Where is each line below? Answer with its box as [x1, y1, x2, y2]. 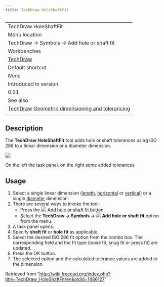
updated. [12, 245, 32, 251]
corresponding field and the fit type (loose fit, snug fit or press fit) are [12, 240, 158, 246]
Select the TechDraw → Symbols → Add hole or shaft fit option [20, 213, 159, 219]
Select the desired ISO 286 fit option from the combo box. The [12, 234, 143, 241]
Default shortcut [8, 64, 47, 71]
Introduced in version [8, 80, 59, 87]
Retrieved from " [5, 271, 39, 277]
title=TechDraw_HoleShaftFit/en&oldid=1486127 [5, 276, 105, 282]
